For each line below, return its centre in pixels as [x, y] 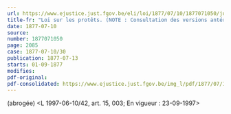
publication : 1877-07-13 [43, 58]
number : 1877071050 [35, 39]
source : [18, 33]
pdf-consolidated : [33, 84]
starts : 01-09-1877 [35, 65]
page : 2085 [23, 45]
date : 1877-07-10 [32, 26]
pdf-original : [27, 77]
